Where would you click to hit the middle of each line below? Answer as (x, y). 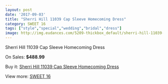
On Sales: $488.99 (25, 57)
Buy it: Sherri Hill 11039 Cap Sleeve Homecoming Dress (62, 66)
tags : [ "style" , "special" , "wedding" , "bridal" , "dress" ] (63, 28)
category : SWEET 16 (25, 24)
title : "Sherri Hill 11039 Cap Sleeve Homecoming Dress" (66, 19)
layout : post (19, 10)
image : (12, 33)
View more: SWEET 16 (28, 76)
